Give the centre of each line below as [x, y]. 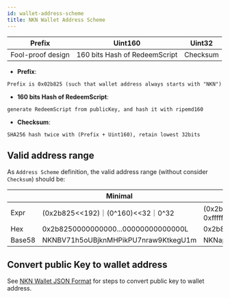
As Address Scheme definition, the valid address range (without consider [108, 172]
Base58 [23, 240]
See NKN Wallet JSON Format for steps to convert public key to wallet [106, 281]
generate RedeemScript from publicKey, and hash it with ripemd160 [105, 109]
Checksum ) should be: [36, 179]
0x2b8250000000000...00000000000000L [115, 229]
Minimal [119, 196]
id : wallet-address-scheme [46, 13]
